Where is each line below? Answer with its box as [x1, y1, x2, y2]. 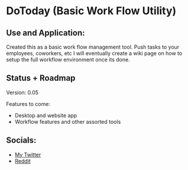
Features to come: [6, 100, 50, 107]
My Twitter [14, 151, 41, 158]
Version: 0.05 [6, 89, 39, 96]
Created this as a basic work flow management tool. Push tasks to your [6, 43, 180, 50]
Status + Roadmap [6, 73, 76, 84]
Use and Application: [6, 28, 85, 38]
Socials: [6, 135, 37, 146]
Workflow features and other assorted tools [14, 118, 121, 125]
